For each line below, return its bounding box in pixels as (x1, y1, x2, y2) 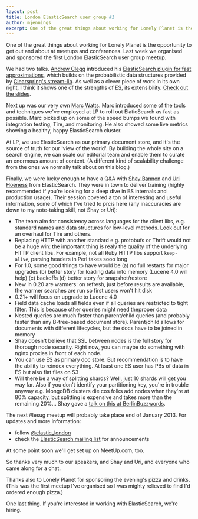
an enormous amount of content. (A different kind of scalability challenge (6, 157, 184, 164)
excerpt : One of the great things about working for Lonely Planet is (6, 25, 183, 31)
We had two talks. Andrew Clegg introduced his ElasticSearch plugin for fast (6, 66, 192, 73)
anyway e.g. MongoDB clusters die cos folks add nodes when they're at (14, 388, 190, 395)
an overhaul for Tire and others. (14, 231, 92, 238)
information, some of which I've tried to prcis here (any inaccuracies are (6, 200, 181, 207)
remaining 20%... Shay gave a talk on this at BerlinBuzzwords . (14, 400, 166, 407)
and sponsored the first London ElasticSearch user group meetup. (6, 54, 167, 61)
